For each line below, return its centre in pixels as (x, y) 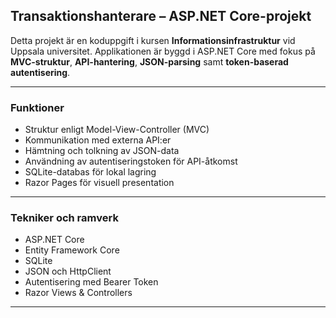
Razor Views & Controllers (78, 293)
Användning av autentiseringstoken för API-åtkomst (131, 161)
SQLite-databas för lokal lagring (90, 172)
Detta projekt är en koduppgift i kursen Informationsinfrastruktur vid (153, 40)
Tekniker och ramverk (64, 218)
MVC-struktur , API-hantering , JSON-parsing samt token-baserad (149, 61)
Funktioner (37, 107)
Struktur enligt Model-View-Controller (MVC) (117, 130)
